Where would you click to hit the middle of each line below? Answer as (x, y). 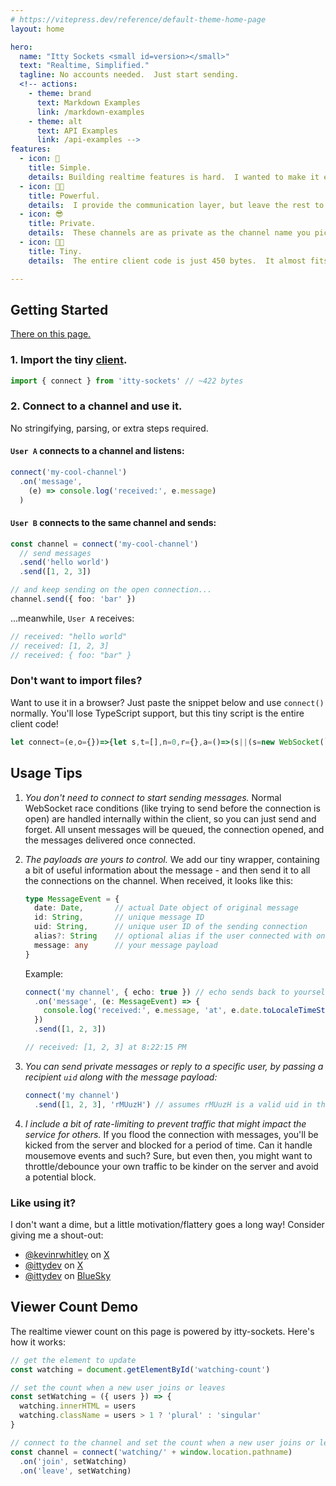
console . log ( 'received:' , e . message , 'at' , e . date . (153, 1011)
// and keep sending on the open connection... (111, 590)
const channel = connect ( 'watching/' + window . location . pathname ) (151, 1452)
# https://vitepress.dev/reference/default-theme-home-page (138, 19)
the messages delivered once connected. (110, 840)
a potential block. (60, 1177)
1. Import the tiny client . (69, 360)
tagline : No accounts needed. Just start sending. (129, 75)
